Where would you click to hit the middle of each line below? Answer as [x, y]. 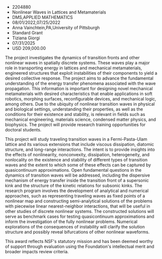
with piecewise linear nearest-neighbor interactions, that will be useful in [78, 206]
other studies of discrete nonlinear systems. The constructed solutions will [80, 211]
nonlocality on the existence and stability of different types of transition [76, 160]
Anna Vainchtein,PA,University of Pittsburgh [56, 28]
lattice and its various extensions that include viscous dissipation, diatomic [80, 144]
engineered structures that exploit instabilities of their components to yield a [81, 73]
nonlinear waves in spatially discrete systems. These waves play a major [78, 63]
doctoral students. [23, 130]
